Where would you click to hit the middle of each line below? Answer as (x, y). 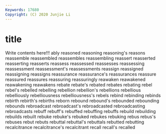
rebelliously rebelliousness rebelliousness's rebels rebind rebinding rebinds (83, 95)
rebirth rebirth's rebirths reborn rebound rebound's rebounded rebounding (82, 101)
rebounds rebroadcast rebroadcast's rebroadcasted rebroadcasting (75, 106)
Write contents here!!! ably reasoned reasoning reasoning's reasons (75, 53)
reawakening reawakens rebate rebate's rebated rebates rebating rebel (79, 85)
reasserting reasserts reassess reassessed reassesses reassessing (75, 63)
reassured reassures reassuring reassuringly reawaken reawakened (75, 79)
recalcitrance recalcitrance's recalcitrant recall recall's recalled (70, 127)
